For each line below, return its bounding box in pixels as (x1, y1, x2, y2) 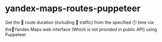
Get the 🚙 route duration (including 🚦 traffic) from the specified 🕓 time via (5, 19, 154, 25)
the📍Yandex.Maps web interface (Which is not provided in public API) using (5, 26, 157, 32)
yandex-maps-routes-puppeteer (5, 3, 141, 14)
